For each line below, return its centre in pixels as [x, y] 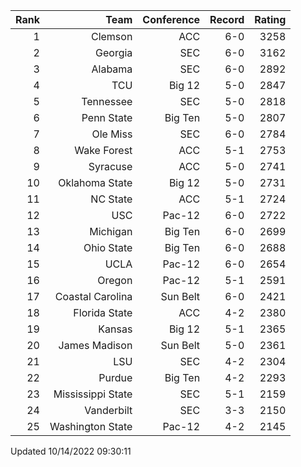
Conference [171, 19]
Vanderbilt [108, 410]
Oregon [115, 280]
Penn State [107, 117]
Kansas [115, 329]
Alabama [112, 69]
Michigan [111, 231]
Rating [270, 19]
